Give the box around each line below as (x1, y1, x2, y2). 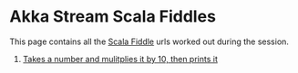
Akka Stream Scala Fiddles (9, 6, 217, 27)
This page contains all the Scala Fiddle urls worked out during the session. (9, 36, 290, 47)
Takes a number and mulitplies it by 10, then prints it (22, 53, 219, 64)
